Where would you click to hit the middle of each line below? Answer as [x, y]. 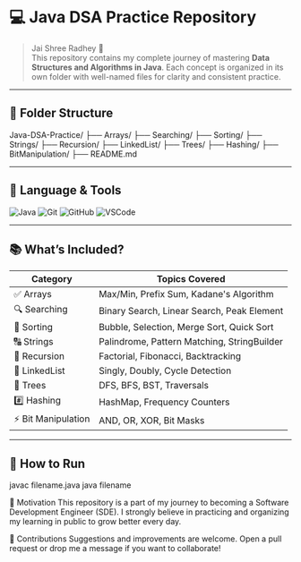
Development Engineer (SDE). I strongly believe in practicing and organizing [149, 512]
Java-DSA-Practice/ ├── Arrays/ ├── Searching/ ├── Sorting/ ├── [136, 134]
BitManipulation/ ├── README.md [73, 154]
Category [52, 279]
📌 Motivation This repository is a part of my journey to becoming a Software [149, 503]
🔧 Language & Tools [65, 190]
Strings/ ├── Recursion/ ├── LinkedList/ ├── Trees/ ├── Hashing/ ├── [144, 144]
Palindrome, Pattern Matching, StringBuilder [191, 342]
